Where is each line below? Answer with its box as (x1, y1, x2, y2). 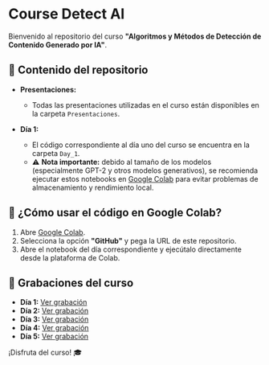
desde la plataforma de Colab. (19, 252, 120, 262)
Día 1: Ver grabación (19, 297, 88, 307)
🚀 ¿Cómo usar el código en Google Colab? (8, 206, 222, 219)
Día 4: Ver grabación (19, 323, 89, 333)
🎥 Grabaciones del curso (8, 276, 134, 289)
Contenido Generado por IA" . (8, 39, 107, 49)
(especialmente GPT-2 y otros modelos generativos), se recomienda (31, 166, 259, 175)
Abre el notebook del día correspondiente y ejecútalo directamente (19, 244, 243, 254)
